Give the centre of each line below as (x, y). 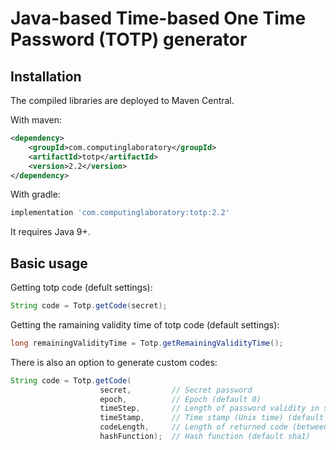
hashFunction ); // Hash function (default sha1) (205, 437)
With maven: (36, 120)
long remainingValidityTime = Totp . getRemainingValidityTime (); (147, 343)
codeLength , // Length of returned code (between (214, 427)
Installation (46, 76)
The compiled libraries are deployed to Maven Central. (122, 100)
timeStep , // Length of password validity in (209, 408)
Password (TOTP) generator (129, 39)
